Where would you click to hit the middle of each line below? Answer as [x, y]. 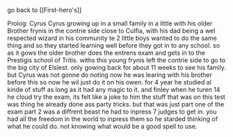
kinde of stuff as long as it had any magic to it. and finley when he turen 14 [114, 90]
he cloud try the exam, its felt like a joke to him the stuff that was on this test [116, 97]
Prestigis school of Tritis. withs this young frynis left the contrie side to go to [116, 60]
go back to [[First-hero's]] [45, 10]
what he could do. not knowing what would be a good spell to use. [102, 126]
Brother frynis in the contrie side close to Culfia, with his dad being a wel [111, 31]
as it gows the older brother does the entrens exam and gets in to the [106, 53]
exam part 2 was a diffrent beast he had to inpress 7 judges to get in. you [112, 111]
